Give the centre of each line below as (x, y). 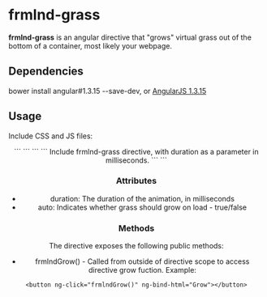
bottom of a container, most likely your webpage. (90, 45)
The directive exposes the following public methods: (136, 246)
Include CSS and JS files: (51, 136)
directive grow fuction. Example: (142, 270)
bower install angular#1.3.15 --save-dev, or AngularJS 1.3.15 (108, 91)
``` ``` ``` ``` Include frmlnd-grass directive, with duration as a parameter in (136, 151)
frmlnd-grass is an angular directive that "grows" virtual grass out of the (130, 37)
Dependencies (46, 72)
